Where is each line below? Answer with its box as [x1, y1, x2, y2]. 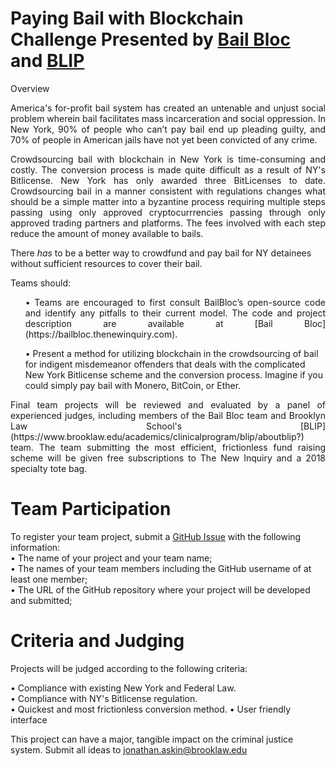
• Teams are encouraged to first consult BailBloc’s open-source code [24, 296, 326, 308]
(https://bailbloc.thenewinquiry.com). [24, 328, 178, 340]
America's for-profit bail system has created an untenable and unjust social [10, 102, 326, 114]
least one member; [10, 573, 88, 585]
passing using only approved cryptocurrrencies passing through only [10, 206, 326, 218]
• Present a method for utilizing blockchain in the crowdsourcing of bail [24, 347, 319, 359]
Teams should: [10, 277, 72, 289]
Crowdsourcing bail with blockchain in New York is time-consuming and [10, 153, 326, 165]
